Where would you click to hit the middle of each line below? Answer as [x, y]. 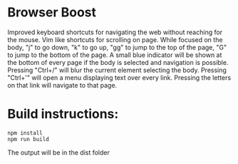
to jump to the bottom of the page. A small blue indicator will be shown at [115, 55]
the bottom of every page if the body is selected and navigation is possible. [118, 62]
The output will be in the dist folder [59, 152]
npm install [25, 133]
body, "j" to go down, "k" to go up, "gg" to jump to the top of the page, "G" [117, 47]
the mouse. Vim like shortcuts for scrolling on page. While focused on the [115, 39]
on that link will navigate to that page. [62, 85]
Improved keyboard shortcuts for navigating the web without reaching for [115, 32]
